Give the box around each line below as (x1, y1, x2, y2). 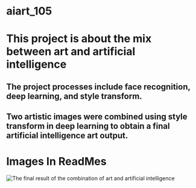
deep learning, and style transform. (6, 91, 143, 101)
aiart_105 (6, 4, 52, 18)
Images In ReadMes (6, 155, 107, 169)
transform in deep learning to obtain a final (6, 121, 170, 131)
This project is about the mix (6, 32, 152, 46)
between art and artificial (6, 45, 136, 59)
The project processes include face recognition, (6, 82, 191, 92)
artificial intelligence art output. (6, 131, 128, 141)
